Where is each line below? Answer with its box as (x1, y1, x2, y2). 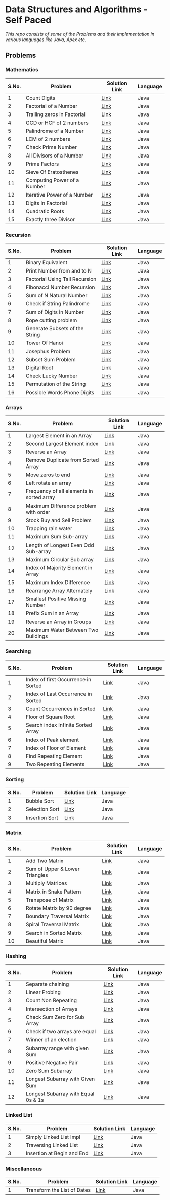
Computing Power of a (26, 176, 79, 183)
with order (26, 509, 51, 516)
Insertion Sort (26, 814, 58, 821)
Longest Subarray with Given (26, 1075, 95, 1082)
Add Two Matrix (26, 857, 64, 864)
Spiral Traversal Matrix (26, 921, 79, 928)
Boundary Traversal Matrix (26, 913, 89, 920)
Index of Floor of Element (26, 744, 86, 751)
